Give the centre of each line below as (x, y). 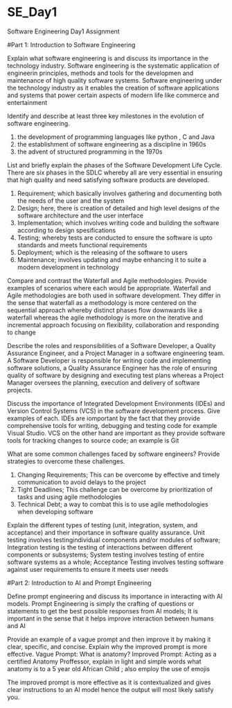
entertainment (27, 102)
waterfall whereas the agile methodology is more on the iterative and (105, 318)
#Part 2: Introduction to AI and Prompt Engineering (80, 583)
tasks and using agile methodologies (70, 497)
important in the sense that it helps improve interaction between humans (110, 618)
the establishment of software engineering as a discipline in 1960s (111, 144)
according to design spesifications (66, 230)
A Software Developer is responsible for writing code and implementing (109, 360)
